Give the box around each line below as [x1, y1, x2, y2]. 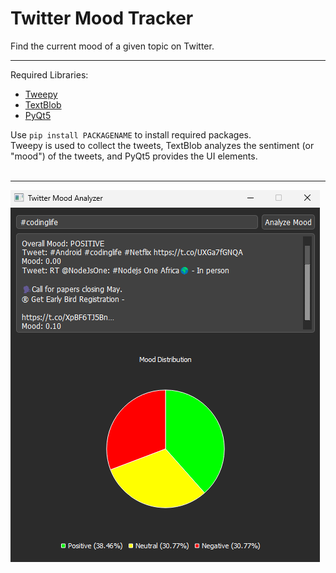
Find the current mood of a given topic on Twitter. [10, 40, 215, 52]
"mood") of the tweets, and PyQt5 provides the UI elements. [10, 150, 258, 162]
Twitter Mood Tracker [10, 7, 194, 30]
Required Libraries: [10, 68, 89, 81]
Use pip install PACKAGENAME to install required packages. [10, 128, 252, 141]
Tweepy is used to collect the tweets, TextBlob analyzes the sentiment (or [10, 139, 315, 151]
